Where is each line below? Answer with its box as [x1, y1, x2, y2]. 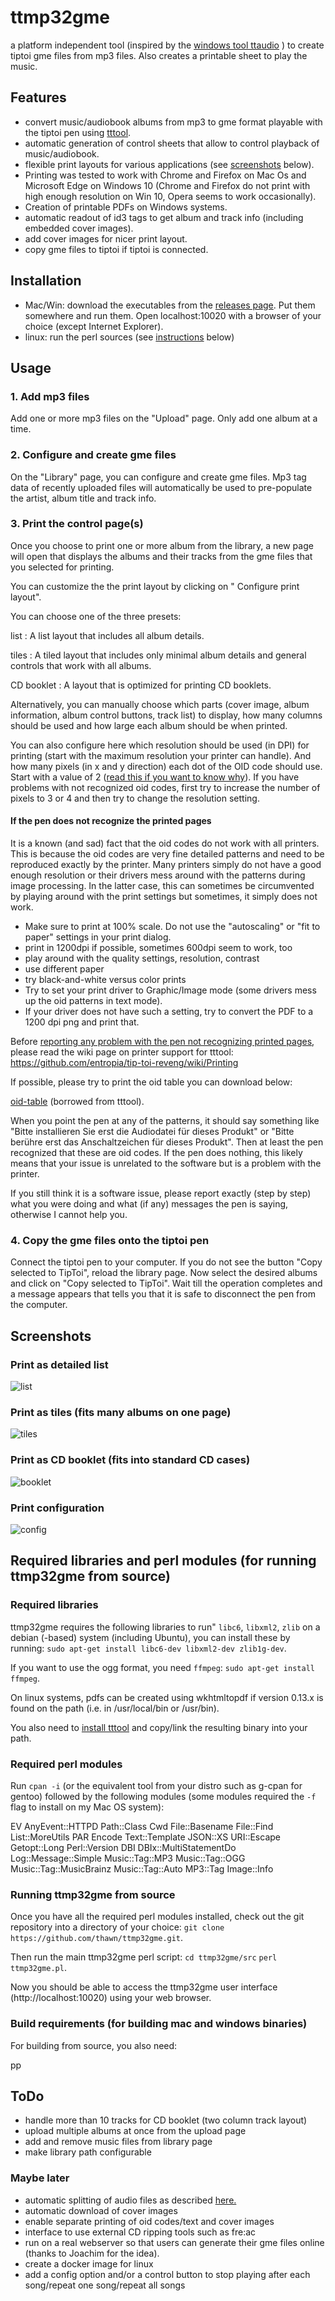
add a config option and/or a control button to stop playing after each [24, 2268, 311, 2280]
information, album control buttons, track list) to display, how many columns [10, 709, 323, 721]
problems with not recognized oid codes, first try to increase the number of [10, 781, 321, 793]
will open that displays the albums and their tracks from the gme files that [10, 550, 313, 562]
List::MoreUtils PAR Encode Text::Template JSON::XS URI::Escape [10, 1831, 281, 1843]
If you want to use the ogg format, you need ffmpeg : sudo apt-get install [10, 1661, 315, 1673]
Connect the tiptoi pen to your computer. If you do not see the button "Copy [10, 1256, 323, 1268]
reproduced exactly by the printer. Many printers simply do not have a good [10, 859, 322, 871]
